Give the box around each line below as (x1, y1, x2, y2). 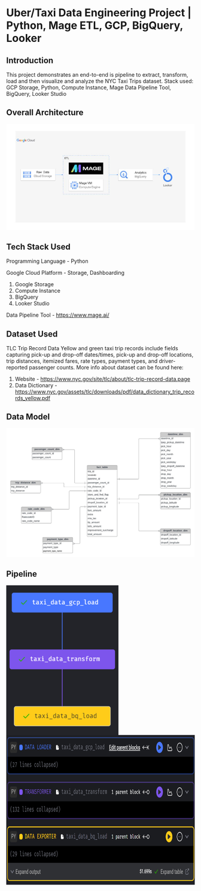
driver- (159, 357, 176, 365)
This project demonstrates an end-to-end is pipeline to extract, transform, (6, 71, 188, 78)
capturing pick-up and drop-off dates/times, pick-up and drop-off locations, (6, 351, 194, 358)
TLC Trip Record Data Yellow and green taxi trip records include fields (6, 344, 178, 351)
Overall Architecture (6, 108, 84, 118)
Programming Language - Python (6, 257, 89, 265)
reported (6, 363, 28, 371)
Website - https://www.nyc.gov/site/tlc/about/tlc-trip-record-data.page (14, 375, 190, 383)
